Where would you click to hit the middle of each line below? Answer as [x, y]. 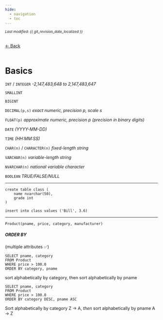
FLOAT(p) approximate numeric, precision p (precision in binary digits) [75, 120]
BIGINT [12, 102]
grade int [24, 198]
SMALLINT [14, 93]
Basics [19, 71]
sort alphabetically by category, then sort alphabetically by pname [71, 278]
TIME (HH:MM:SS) [23, 139]
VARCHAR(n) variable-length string [38, 158]
